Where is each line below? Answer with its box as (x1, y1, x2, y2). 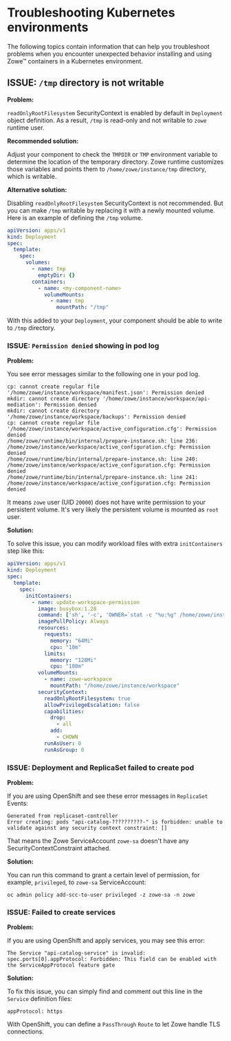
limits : (43, 650, 67, 657)
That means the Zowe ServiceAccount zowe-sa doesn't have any (7, 837, 189, 845)
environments (7, 19, 89, 35)
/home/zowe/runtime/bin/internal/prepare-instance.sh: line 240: (7, 456, 198, 463)
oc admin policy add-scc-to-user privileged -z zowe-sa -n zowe (7, 891, 195, 898)
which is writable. (7, 172, 57, 180)
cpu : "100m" (50, 663, 85, 670)
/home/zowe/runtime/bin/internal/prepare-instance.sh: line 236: (7, 438, 198, 445)
